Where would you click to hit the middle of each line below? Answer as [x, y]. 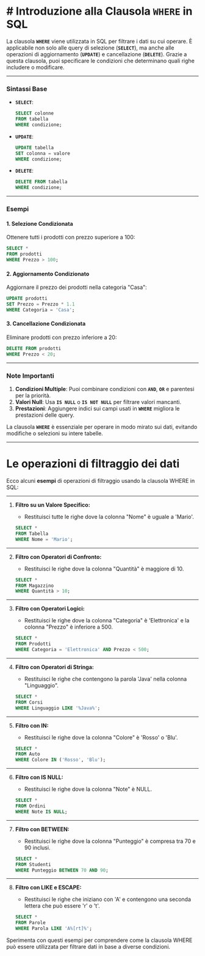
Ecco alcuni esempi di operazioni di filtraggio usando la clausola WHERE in [101, 481]
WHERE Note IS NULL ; [41, 812]
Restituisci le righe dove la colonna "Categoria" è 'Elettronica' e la [107, 621]
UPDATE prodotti [27, 299]
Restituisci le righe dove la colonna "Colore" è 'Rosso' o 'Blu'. [101, 737]
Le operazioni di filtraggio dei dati [93, 464]
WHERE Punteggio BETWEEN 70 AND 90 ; [62, 870]
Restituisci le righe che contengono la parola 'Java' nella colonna [106, 679]
